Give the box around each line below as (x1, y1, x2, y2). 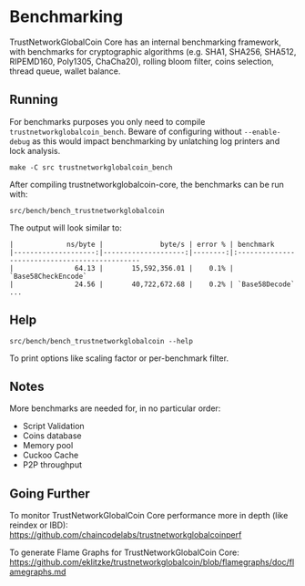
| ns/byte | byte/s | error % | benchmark (9, 240, 275, 249)
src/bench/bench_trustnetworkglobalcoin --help (9, 336, 194, 345)
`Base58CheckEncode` (9, 272, 88, 281)
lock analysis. (9, 145, 61, 156)
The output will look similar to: (9, 221, 123, 233)
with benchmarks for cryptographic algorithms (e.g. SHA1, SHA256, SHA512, (9, 46, 297, 57)
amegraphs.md (9, 567, 66, 578)
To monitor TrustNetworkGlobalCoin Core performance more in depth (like (9, 510, 289, 521)
